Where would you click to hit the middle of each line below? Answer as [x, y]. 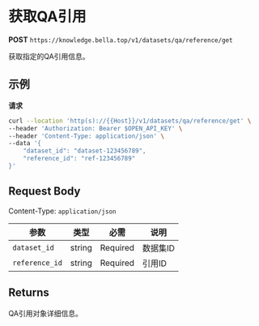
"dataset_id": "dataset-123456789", [85, 151]
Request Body [45, 191]
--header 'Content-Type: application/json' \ [86, 136]
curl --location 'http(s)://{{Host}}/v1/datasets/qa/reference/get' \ [130, 121]
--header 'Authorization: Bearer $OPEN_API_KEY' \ [96, 128]
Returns [29, 293]
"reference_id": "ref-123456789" [79, 159]
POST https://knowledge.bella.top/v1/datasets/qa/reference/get [121, 39]
